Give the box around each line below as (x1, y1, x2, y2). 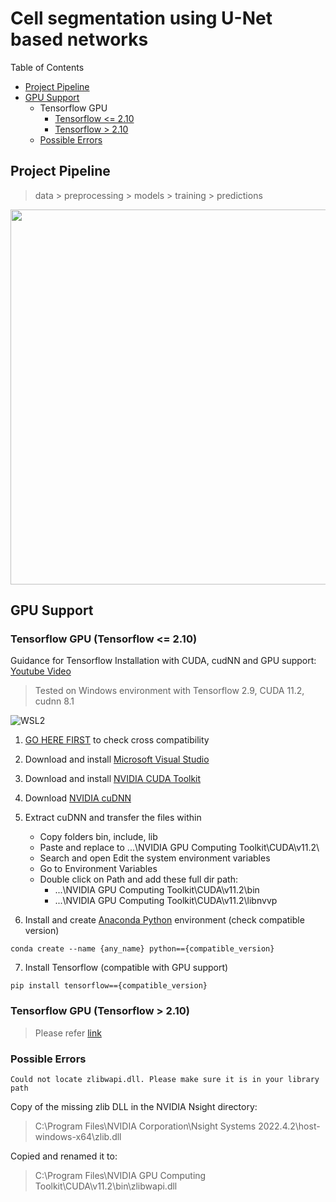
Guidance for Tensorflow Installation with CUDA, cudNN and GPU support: (10, 655, 317, 667)
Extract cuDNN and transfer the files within (24, 812, 202, 824)
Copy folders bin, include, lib (39, 831, 158, 843)
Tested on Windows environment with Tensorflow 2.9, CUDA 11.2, (34, 685, 305, 697)
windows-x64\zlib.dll (34, 1131, 122, 1143)
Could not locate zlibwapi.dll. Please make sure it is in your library (10, 1075, 320, 1085)
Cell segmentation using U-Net (10, 7, 273, 30)
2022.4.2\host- (258, 1120, 321, 1132)
